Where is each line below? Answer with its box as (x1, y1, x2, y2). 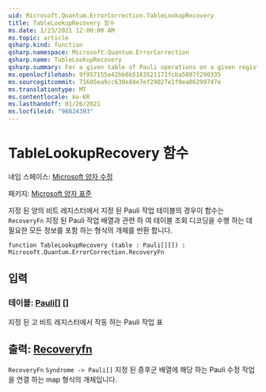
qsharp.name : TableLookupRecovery (8, 56, 123, 64)
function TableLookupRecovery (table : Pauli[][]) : (8, 241, 186, 249)
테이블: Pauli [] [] (8, 298, 69, 309)
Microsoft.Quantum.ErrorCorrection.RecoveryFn (8, 248, 165, 256)
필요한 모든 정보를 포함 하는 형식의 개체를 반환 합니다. (8, 225, 173, 235)
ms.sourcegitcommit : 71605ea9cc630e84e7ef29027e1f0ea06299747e (8, 78, 222, 86)
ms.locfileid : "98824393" (8, 108, 93, 116)
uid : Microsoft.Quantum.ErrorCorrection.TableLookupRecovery (8, 11, 215, 20)
